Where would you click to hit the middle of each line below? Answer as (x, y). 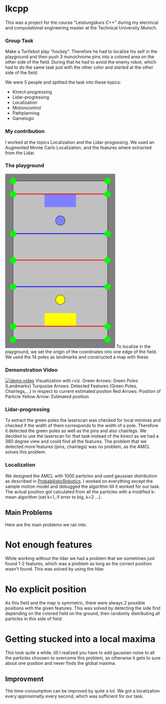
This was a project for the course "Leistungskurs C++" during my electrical (82, 22)
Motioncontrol (27, 108)
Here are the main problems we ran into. (46, 525)
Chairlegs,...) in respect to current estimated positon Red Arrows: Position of (83, 391)
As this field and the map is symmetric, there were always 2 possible (75, 603)
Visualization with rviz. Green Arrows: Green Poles (87, 381)
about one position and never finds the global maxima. (61, 663)
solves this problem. (26, 452)
